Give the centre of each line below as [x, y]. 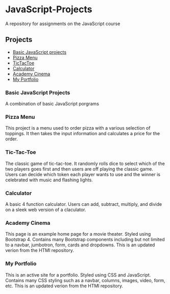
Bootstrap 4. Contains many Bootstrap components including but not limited [85, 240]
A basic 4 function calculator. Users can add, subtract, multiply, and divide [84, 204]
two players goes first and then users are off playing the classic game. [79, 169]
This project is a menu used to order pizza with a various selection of [78, 128]
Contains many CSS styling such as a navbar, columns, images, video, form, [85, 280]
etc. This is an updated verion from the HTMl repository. [64, 286]
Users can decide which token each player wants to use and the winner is [83, 174]
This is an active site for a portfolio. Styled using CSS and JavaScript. [78, 275]
